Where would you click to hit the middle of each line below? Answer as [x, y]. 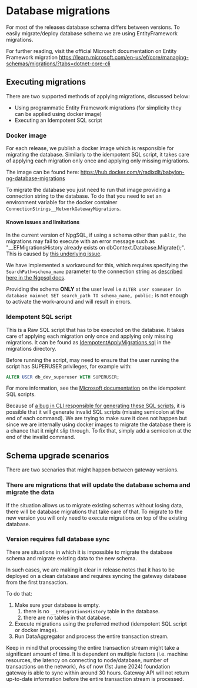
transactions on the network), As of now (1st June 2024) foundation [88, 666]
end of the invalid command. [41, 437]
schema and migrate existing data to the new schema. [71, 558]
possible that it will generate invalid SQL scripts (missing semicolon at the [95, 412]
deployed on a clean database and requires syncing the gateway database [96, 576]
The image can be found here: [43, 172]
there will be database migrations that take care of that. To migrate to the [94, 511]
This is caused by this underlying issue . [54, 254]
